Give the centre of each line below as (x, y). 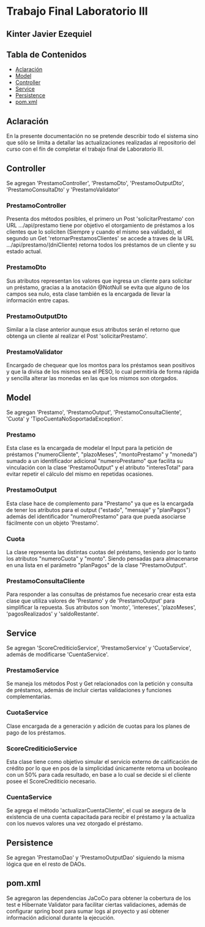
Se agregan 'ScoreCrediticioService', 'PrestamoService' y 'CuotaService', (99, 648)
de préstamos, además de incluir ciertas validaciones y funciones (89, 690)
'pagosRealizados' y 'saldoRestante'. (53, 614)
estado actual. (24, 251)
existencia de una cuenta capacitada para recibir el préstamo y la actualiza (101, 817)
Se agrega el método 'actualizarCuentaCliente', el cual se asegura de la (96, 811)
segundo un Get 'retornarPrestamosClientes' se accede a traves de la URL (100, 238)
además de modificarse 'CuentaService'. (58, 655)
